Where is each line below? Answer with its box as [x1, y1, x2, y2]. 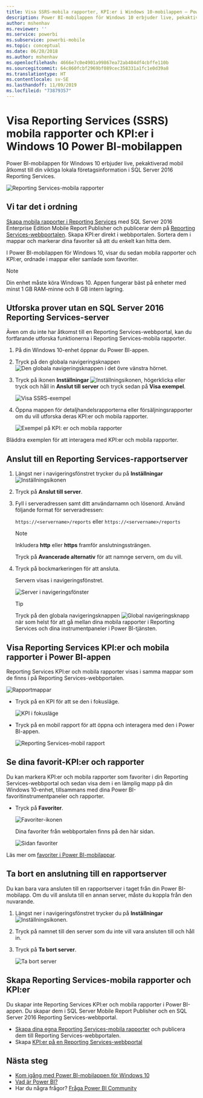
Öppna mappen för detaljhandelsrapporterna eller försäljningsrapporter [14, 407, 193, 414]
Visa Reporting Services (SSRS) [6, 114, 169, 128]
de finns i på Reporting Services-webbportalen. [6, 674, 125, 682]
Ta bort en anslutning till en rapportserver [6, 869, 167, 879]
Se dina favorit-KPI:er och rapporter [6, 757, 145, 767]
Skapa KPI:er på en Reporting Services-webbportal [14, 1038, 143, 1045]
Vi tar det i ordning [6, 202, 78, 212]
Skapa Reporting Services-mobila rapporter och [6, 975, 192, 985]
